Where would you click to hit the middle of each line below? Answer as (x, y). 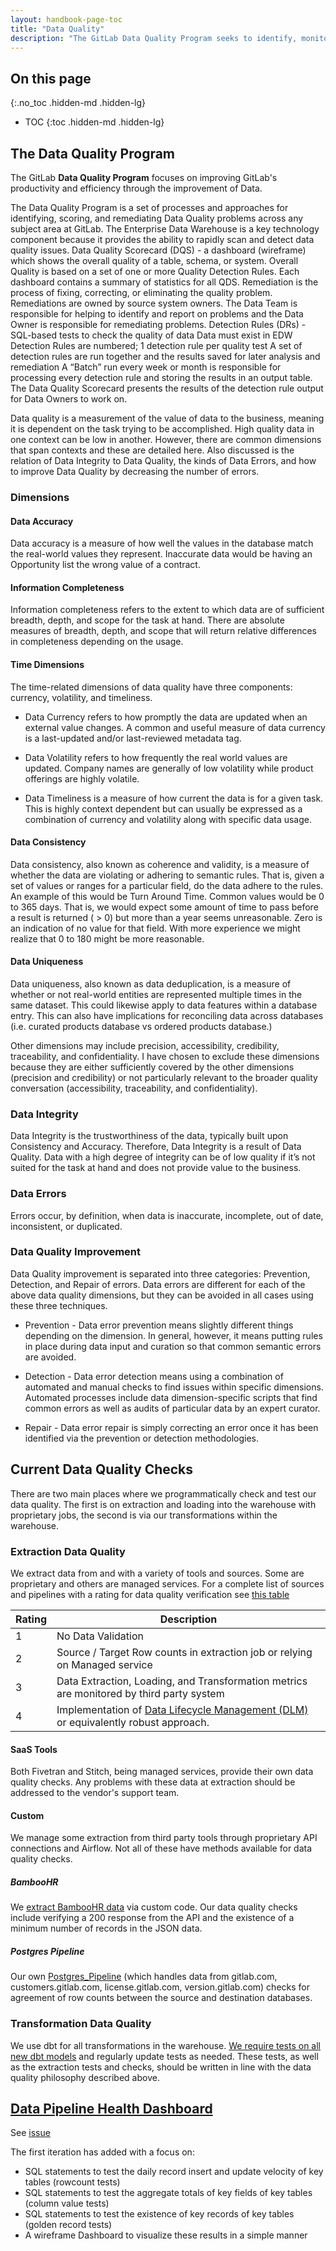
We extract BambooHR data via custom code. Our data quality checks (154, 1907)
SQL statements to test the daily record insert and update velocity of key (174, 2172)
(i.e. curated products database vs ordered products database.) (141, 1026)
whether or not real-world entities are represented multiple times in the (156, 994)
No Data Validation (100, 1636)
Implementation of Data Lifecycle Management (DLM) (182, 1709)
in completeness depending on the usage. (97, 642)
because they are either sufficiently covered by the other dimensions (152, 1067)
